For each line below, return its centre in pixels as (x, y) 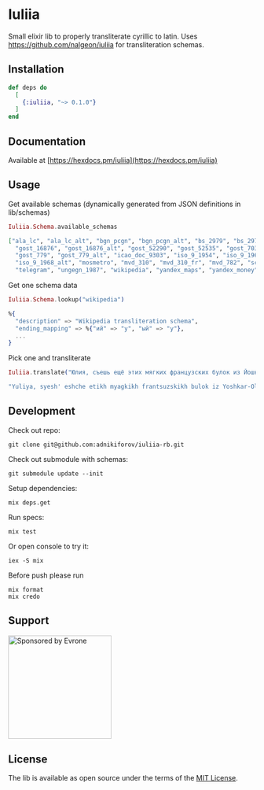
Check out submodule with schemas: (68, 459)
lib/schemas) (29, 212)
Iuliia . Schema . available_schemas (63, 227)
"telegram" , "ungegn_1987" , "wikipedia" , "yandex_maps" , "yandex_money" (137, 270)
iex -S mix (26, 560)
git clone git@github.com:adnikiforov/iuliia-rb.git (96, 445)
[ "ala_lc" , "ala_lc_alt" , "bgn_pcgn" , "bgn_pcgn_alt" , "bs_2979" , (119, 241)
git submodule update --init (56, 474)
